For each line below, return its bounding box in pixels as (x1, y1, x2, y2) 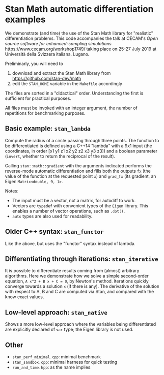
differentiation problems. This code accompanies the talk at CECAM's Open (5, 35, 158, 41)
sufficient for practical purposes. (5, 95, 71, 101)
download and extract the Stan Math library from (12, 70, 111, 76)
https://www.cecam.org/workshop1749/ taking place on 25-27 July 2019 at (5, 46, 157, 52)
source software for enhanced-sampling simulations (5, 40, 112, 46)
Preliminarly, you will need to (5, 61, 63, 66)
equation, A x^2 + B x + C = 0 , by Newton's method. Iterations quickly (5, 278, 149, 284)
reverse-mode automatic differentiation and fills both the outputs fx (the (5, 168, 151, 174)
